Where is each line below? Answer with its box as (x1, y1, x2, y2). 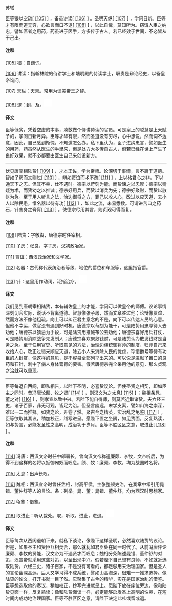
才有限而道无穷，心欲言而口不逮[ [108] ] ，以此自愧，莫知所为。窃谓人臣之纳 (5, 22, 167, 28)
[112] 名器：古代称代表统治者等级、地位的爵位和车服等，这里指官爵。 (5, 264, 151, 270)
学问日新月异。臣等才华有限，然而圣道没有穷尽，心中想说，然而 (18, 133, 154, 140)
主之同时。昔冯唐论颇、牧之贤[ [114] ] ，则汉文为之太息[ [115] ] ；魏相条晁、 (5, 389, 165, 396)
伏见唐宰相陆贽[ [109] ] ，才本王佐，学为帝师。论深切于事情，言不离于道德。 (5, 168, 167, 174)
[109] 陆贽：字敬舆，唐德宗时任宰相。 (5, 231, 85, 238)
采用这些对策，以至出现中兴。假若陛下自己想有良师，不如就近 (32, 557, 162, 563)
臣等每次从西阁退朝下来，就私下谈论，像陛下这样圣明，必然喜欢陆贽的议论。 (5, 538, 167, 544)
